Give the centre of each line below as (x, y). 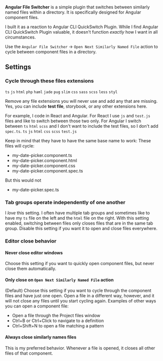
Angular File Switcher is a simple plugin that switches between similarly (77, 7)
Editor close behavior (31, 241)
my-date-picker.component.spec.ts (47, 171)
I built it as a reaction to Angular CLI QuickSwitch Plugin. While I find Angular (82, 27)
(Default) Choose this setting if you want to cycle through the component (78, 291)
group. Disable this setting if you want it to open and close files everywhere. (81, 228)
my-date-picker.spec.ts (36, 190)
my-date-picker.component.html (45, 160)
